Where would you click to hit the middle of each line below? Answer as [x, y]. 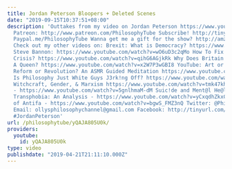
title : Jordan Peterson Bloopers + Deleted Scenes [81, 13]
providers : [23, 129]
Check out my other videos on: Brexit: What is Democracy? [100, 46]
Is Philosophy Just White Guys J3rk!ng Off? [78, 78]
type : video [24, 148]
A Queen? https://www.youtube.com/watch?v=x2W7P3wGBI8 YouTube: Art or [119, 65]
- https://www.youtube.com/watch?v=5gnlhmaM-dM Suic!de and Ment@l [113, 90]
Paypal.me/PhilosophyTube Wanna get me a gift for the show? [103, 39]
